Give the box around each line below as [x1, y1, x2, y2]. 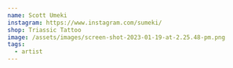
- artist [14, 48, 43, 55]
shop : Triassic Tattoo [7, 26, 82, 34]
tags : [7, 41, 25, 48]
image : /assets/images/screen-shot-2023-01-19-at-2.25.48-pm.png [7, 33, 225, 41]
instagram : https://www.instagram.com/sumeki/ [7, 19, 162, 27]
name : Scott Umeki [7, 11, 67, 20]
